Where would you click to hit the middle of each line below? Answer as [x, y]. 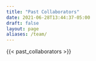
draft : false [23, 23]
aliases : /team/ [27, 34]
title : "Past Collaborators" [43, 12]
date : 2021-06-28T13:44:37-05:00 [48, 18]
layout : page [23, 29]
